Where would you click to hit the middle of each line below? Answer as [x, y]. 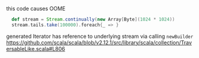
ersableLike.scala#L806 [36, 49]
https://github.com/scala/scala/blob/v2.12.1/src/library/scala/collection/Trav [99, 42]
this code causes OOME [36, 9]
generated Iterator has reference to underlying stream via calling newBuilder [100, 36]
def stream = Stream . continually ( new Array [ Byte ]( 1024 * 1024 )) [93, 20]
